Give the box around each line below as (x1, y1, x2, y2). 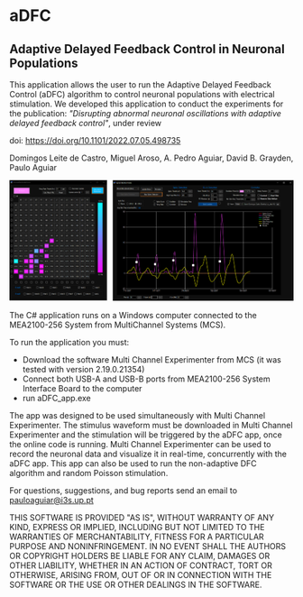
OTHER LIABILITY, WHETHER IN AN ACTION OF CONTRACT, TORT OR (9, 560, 272, 571)
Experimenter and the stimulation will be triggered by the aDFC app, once (9, 429, 282, 440)
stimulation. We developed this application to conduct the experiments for (9, 98, 284, 109)
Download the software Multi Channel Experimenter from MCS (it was (22, 354, 282, 365)
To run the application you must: (9, 336, 130, 347)
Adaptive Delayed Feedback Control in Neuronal (9, 41, 286, 57)
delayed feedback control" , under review (9, 118, 162, 128)
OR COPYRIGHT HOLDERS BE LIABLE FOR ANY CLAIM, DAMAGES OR (9, 550, 271, 561)
